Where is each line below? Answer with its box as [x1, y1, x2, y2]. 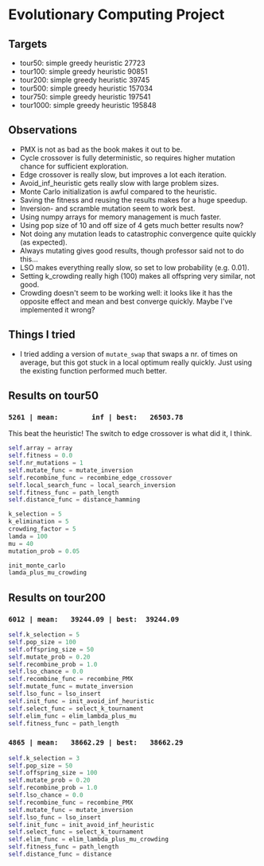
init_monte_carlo [8, 562, 66, 570]
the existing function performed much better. [19, 365, 168, 375]
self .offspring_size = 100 [8, 769, 98, 777]
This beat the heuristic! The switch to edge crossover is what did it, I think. [8, 429, 253, 439]
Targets [8, 37, 48, 51]
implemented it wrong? [19, 304, 95, 315]
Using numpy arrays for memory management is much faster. [19, 212, 221, 222]
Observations [8, 123, 78, 137]
